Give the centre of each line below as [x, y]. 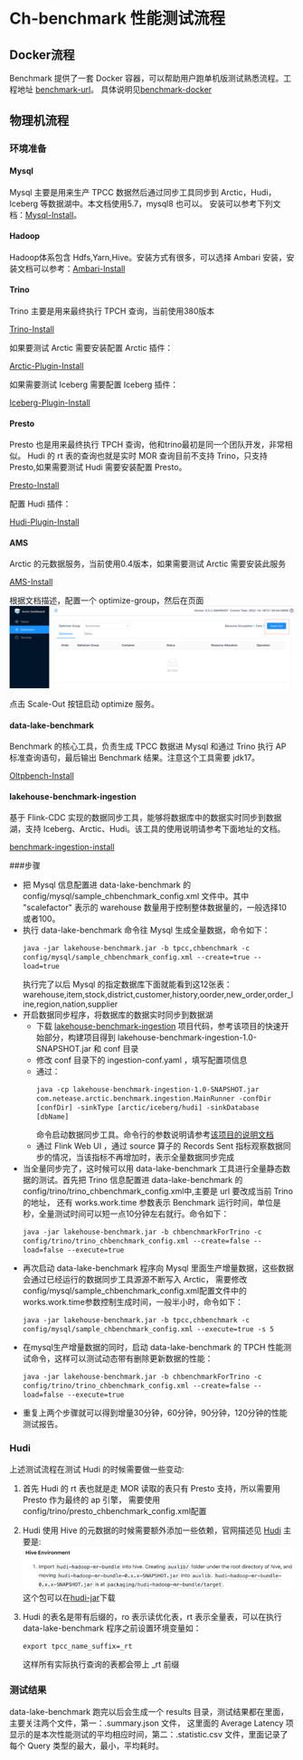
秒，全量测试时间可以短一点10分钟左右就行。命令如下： [126, 1214]
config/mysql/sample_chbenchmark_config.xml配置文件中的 [134, 1291]
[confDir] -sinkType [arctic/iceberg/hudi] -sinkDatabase [147, 1108]
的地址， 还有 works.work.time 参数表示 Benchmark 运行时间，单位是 [152, 1203]
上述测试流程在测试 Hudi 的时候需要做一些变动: [97, 1469]
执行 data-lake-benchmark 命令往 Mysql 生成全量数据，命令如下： [146, 930]
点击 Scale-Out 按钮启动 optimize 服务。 [85, 704]
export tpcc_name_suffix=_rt [77, 1647]
